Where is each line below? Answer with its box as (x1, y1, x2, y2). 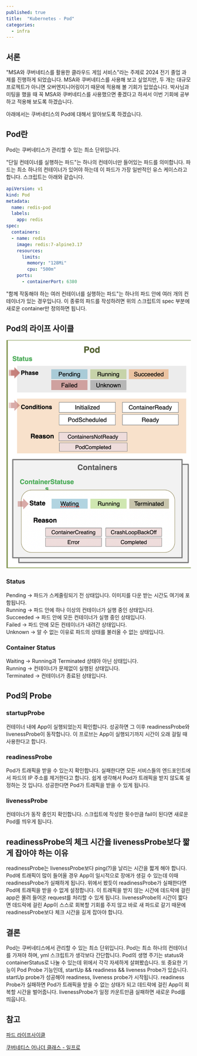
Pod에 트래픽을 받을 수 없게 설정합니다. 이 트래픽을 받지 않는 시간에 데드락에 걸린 (6, 887, 191, 894)
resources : (16, 247, 43, 254)
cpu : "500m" (27, 266, 57, 273)
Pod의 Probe (6, 691, 52, 701)
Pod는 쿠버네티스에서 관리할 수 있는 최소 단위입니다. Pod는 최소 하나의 (6, 944, 167, 951)
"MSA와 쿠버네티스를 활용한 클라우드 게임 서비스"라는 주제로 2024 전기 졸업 (6, 69, 181, 76)
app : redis (16, 217, 43, 223)
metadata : (6, 198, 30, 204)
